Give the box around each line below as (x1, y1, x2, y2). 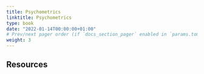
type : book (6, 20, 34, 26)
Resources (6, 59, 48, 70)
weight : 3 (6, 37, 32, 43)
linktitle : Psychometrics (6, 15, 72, 21)
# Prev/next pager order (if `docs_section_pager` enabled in (6, 32, 167, 38)
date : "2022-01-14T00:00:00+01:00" (6, 25, 97, 32)
